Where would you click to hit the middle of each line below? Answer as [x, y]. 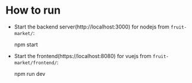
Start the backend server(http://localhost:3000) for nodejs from [92, 27]
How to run [33, 10]
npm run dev [30, 74]
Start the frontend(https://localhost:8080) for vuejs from [83, 56]
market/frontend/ [36, 63]
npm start [26, 44]
